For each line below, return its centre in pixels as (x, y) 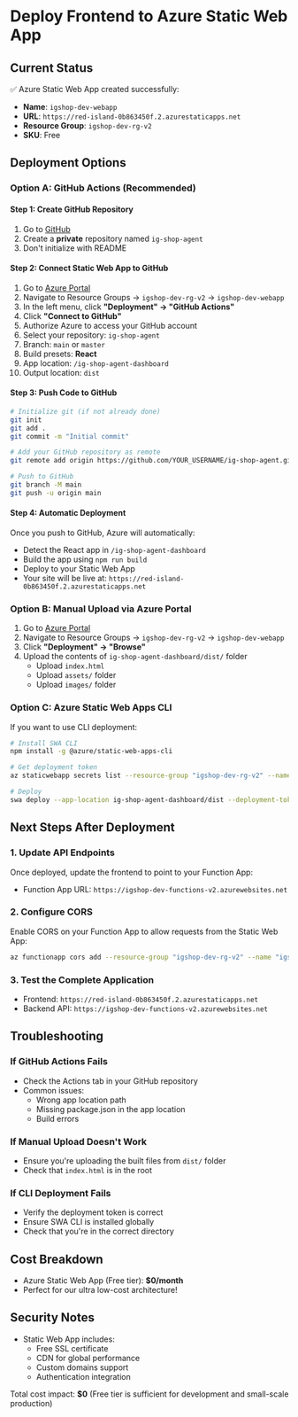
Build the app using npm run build (85, 559)
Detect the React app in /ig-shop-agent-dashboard (114, 550)
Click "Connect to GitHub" (72, 315)
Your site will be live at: (65, 578)
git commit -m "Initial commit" (69, 436)
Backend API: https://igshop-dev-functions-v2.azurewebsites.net (145, 1008)
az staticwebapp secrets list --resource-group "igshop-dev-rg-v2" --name (151, 776)
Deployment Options (68, 163)
